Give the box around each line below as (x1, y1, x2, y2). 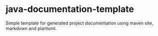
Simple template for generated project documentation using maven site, (5, 20, 153, 26)
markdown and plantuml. (5, 25, 57, 31)
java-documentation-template (5, 3, 134, 15)
